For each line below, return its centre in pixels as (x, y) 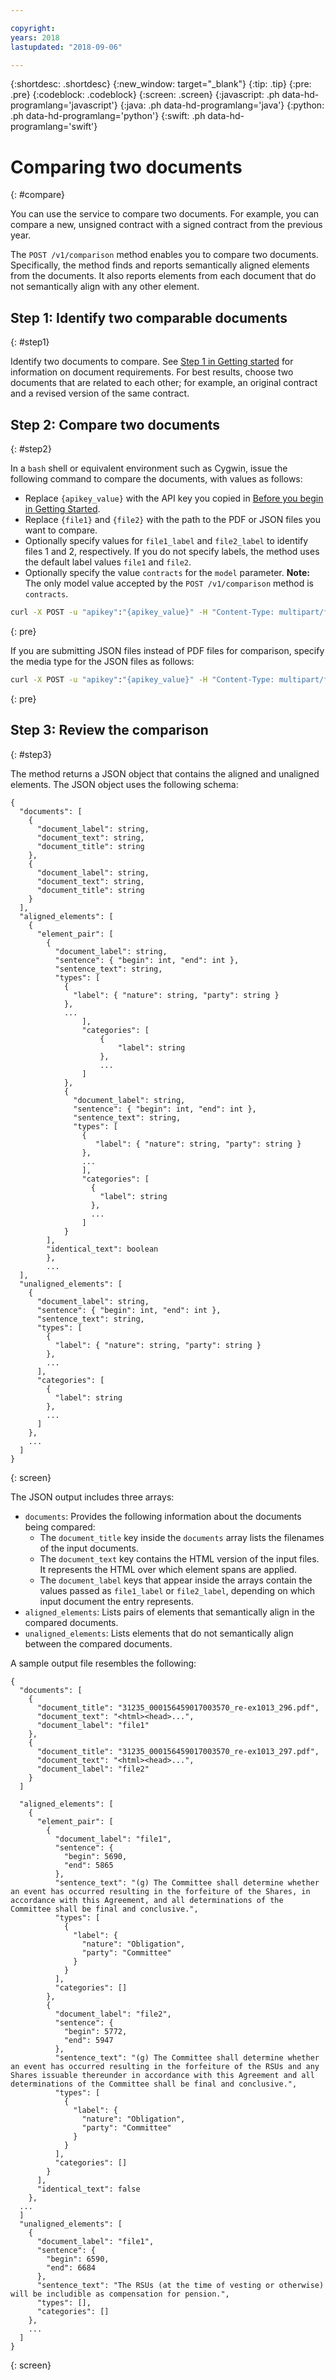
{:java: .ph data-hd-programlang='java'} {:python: (222, 105)
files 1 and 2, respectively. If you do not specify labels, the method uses (172, 551)
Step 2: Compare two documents (115, 424)
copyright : (33, 28)
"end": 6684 (71, 2267)
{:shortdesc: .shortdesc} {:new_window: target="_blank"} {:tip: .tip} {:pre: (161, 84)
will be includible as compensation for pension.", (120, 2294)
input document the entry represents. (117, 1601)
